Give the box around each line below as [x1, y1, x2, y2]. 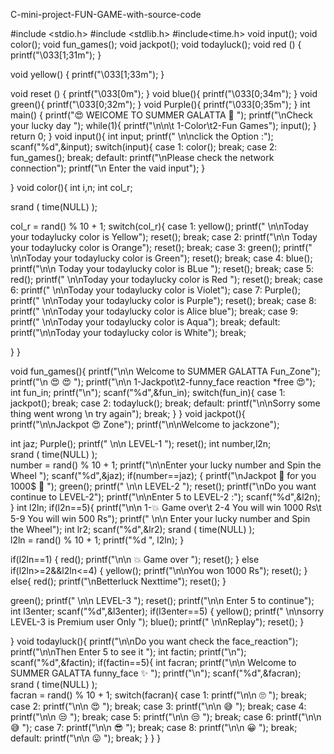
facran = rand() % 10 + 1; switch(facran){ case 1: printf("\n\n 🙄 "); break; [10, 689, 308, 701]
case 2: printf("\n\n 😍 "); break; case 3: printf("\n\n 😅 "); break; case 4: [10, 700, 307, 712]
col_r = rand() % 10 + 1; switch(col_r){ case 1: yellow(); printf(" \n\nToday [10, 220, 309, 232]
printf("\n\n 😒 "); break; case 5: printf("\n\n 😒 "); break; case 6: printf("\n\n [10, 711, 322, 723]
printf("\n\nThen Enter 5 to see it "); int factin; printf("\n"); [10, 646, 247, 658]
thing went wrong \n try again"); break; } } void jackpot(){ [10, 408, 246, 419]
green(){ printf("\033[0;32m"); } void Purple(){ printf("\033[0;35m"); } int [10, 99, 311, 110]
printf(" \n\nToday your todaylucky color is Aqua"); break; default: [10, 316, 281, 328]
